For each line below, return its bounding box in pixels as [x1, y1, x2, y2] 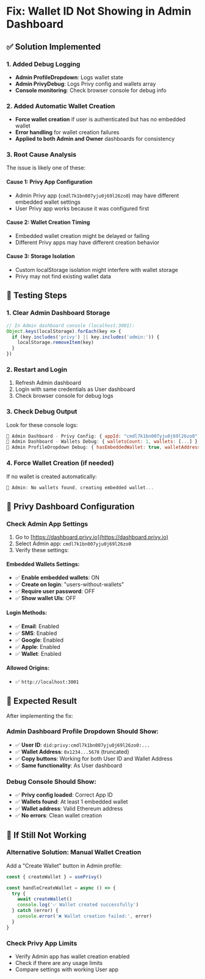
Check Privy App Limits [6, 939, 77, 947]
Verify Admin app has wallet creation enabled [15, 953, 130, 960]
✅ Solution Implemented [6, 41, 101, 52]
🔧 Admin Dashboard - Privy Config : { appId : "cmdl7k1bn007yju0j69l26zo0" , [6, 433, 201, 439]
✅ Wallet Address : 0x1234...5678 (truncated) [15, 748, 129, 755]
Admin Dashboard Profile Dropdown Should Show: [6, 727, 159, 736]
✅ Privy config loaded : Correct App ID [15, 791, 113, 798]
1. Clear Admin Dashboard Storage [6, 309, 110, 317]
